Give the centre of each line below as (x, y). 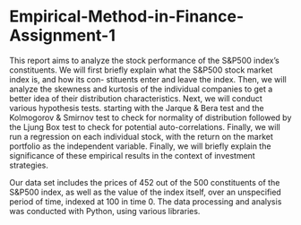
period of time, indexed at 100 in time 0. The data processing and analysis (146, 201)
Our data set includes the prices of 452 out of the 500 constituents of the (145, 182)
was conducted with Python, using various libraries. (105, 211)
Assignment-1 (63, 35)
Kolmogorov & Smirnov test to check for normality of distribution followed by (150, 117)
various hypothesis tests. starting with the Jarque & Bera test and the (137, 108)
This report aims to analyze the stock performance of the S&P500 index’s (144, 60)
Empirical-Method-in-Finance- (127, 17)
